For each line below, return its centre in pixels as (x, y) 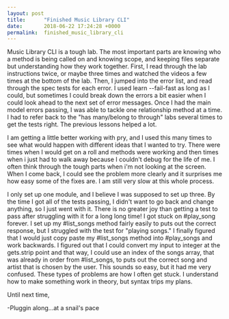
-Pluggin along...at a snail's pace (53, 308)
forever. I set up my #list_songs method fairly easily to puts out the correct (112, 223)
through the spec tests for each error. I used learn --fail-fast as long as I (109, 88)
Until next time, (28, 295)
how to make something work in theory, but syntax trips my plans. (100, 281)
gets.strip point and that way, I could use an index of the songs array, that (111, 253)
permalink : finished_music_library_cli (66, 32)
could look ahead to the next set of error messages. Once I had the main (109, 102)
